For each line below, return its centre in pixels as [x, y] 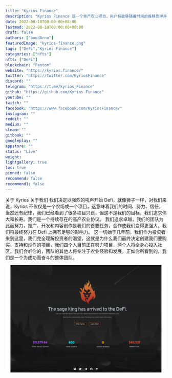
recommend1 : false [25, 184]
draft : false [19, 33]
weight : [14, 157]
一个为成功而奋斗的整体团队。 [46, 257]
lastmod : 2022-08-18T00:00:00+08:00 [44, 27]
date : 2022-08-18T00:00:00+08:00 [41, 22]
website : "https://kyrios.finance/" [44, 70]
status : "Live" [21, 151]
